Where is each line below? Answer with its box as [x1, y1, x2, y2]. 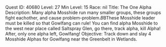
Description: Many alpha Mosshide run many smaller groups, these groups [5, 9, 161, 15]
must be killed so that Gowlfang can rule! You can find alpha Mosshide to [5, 20, 158, 26]
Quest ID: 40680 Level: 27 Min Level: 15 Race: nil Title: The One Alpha [5, 4, 152, 10]
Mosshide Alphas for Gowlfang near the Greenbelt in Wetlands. [5, 36, 138, 42]
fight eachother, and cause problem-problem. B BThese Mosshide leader [5, 15, 156, 20]
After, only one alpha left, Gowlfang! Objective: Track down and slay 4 [5, 31, 151, 36]
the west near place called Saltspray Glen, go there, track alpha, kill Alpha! [5, 25, 161, 31]
